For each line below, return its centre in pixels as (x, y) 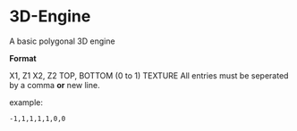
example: (26, 102)
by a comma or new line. (55, 85)
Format (23, 58)
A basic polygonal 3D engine (62, 41)
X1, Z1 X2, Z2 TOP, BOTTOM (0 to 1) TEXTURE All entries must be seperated (149, 75)
